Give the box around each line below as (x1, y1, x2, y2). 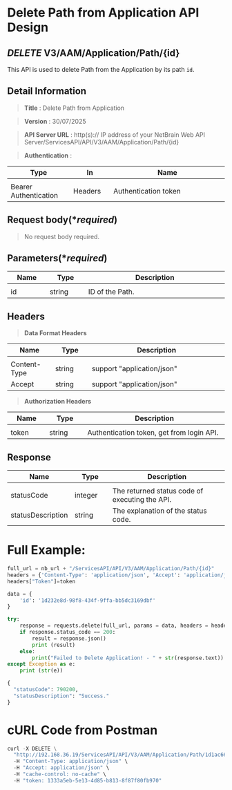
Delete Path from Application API (7, 5, 200, 21)
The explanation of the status (112, 506, 207, 516)
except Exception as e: (7, 661, 76, 668)
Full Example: (7, 543, 86, 558)
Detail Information (7, 85, 87, 97)
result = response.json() (32, 634, 107, 642)
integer (75, 491, 98, 500)
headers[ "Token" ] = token (7, 578, 76, 585)
